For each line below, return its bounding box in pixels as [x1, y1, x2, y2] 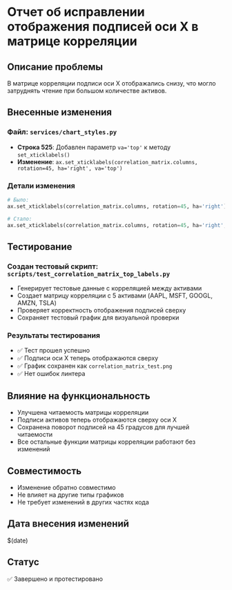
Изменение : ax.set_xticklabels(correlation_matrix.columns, [17, 157, 198, 166]
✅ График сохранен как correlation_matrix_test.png [17, 362, 173, 370]
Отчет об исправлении [7, 4, 145, 20]
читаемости [17, 431, 53, 439]
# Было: [7, 196, 30, 204]
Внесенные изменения [7, 106, 113, 118]
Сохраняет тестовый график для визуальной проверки [17, 313, 180, 322]
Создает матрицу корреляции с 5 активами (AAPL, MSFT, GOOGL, [17, 291, 213, 300]
